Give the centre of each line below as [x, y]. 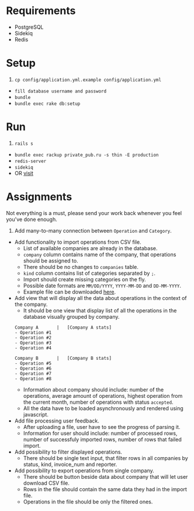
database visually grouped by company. [71, 316]
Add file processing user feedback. [57, 421]
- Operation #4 [33, 348]
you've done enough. [32, 219]
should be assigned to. [51, 260]
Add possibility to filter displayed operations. [68, 452]
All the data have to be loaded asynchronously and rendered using [103, 408]
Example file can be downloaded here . [69, 292]
